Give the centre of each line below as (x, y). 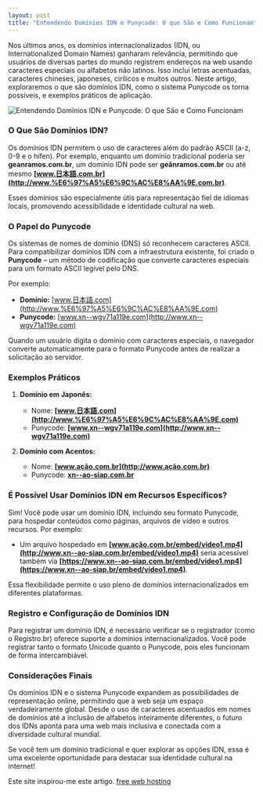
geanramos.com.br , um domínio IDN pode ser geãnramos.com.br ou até (127, 164)
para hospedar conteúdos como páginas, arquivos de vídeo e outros (119, 521)
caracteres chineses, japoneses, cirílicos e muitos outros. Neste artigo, (122, 78)
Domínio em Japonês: (56, 395)
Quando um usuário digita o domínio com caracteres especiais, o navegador (131, 341)
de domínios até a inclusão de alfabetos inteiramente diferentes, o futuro (125, 718)
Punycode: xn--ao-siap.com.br (83, 475)
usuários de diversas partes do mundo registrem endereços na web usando (130, 62)
